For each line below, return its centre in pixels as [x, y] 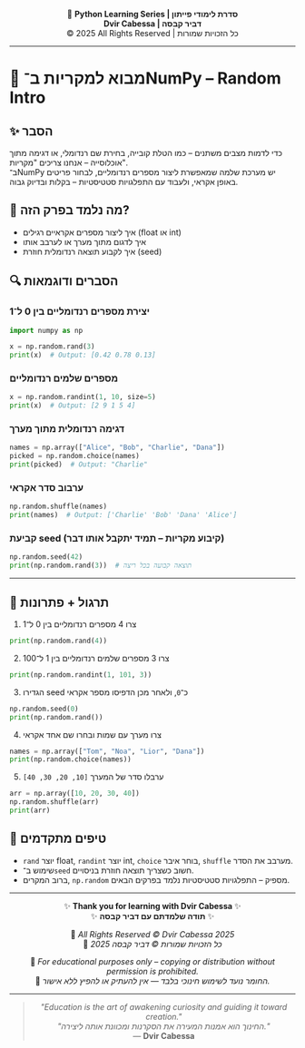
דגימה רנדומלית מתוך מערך [67, 429]
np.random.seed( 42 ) [46, 557]
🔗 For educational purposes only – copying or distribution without [152, 961]
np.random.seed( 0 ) [44, 709]
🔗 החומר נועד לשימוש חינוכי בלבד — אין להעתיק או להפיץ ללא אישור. [152, 981]
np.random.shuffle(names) [58, 507]
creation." [164, 1016]
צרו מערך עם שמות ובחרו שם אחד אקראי [92, 734]
